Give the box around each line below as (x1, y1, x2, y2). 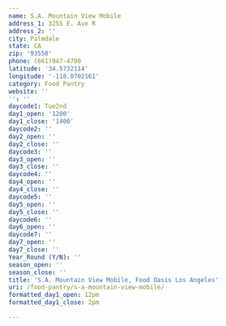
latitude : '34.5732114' (8, 65, 89, 73)
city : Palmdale (8, 34, 60, 43)
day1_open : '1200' (8, 110, 70, 118)
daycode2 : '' (8, 125, 53, 133)
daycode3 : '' (8, 148, 53, 156)
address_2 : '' (8, 27, 57, 35)
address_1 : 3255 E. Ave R (8, 19, 96, 28)
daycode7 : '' (8, 230, 53, 239)
